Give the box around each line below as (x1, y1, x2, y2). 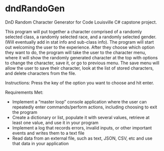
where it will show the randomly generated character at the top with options (5, 54, 158, 60)
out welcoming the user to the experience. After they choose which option (5, 44, 155, 50)
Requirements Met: (5, 89, 44, 95)
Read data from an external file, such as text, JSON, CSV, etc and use (12, 135, 153, 141)
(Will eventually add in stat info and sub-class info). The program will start (5, 39, 154, 45)
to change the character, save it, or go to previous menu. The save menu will (5, 60, 160, 66)
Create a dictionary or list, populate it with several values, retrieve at (12, 114, 150, 120)
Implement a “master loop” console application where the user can (12, 99, 147, 104)
